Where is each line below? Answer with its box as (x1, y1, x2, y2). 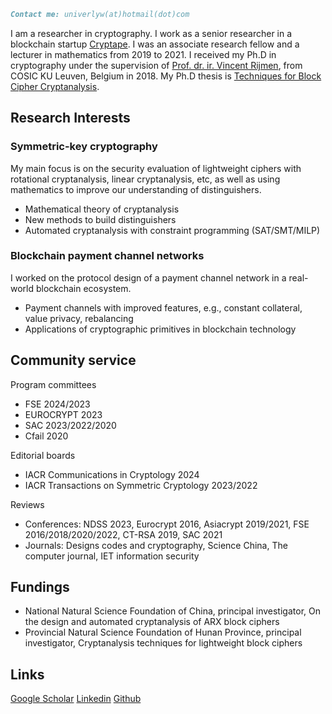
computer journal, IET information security (24, 550, 200, 562)
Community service (10, 352, 137, 369)
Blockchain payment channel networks (10, 249, 205, 263)
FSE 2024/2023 (24, 398, 91, 410)
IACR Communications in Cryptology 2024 (24, 468, 200, 480)
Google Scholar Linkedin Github (10, 693, 142, 705)
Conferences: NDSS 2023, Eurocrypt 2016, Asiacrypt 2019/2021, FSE (24, 518, 310, 530)
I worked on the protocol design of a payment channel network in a (10, 271, 287, 284)
